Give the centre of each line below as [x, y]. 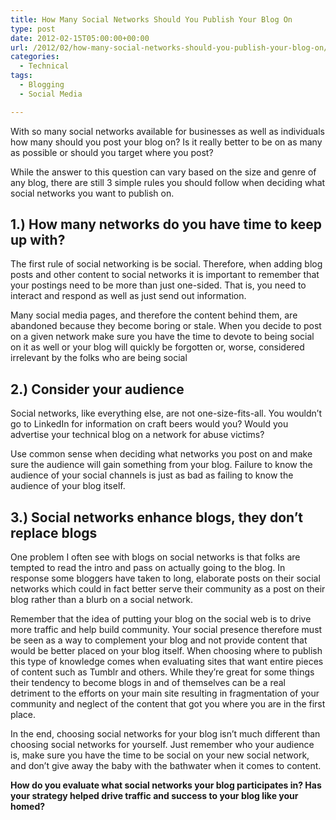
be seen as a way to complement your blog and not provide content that [159, 640]
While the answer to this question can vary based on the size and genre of [163, 172]
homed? [28, 807]
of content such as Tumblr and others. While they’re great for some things [162, 672]
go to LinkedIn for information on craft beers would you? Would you [149, 424]
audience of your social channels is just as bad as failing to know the [152, 475]
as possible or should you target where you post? [112, 152]
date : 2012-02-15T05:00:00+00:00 [80, 38]
